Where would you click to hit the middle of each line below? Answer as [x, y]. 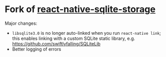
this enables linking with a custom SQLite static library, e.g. [73, 38]
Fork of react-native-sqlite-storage [80, 9]
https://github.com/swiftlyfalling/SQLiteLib [56, 43]
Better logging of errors [36, 49]
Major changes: [21, 23]
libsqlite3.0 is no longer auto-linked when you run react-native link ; [87, 33]
